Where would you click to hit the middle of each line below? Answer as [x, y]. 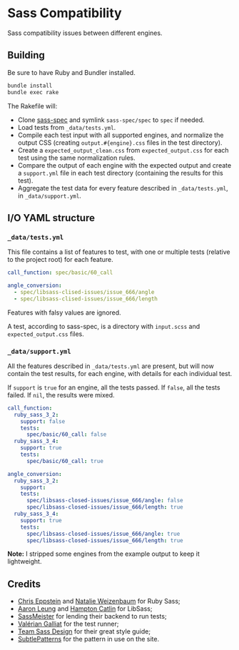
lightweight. [25, 562]
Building [26, 55]
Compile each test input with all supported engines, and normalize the [121, 135]
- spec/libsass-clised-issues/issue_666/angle [84, 292]
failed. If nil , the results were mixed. [61, 395]
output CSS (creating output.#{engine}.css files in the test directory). [120, 142]
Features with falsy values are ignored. [64, 313]
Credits [24, 584]
